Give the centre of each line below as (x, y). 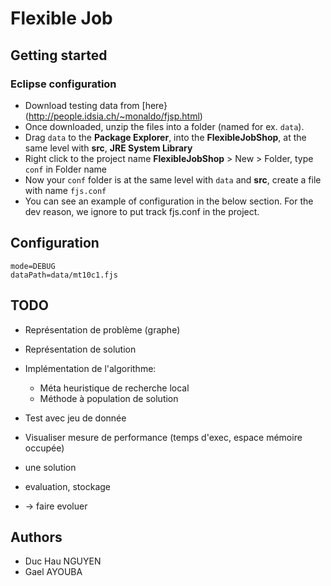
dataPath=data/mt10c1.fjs (64, 275)
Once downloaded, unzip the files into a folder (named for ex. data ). (164, 126)
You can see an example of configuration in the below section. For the (169, 201)
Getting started (59, 55)
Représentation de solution (80, 349)
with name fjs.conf (65, 190)
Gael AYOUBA (53, 572)
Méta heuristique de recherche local (114, 388)
